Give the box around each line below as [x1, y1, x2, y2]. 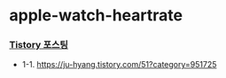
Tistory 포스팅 [9, 39, 69, 51]
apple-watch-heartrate [9, 5, 183, 26]
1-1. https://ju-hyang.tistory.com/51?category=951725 [21, 59, 217, 70]
